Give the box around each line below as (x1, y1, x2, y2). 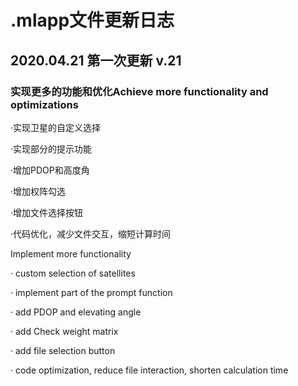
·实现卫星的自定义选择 (10, 121, 102, 133)
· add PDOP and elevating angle (10, 306, 142, 318)
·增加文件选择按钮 (10, 206, 84, 218)
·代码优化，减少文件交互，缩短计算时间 (10, 227, 172, 240)
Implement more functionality (10, 247, 132, 260)
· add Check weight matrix (10, 325, 119, 337)
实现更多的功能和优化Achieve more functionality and (10, 84, 269, 98)
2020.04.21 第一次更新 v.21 (10, 52, 182, 69)
